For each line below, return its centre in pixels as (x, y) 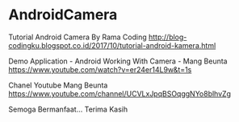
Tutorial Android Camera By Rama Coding (78, 37)
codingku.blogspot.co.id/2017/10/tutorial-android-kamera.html (112, 45)
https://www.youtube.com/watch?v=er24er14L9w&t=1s (100, 69)
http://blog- (168, 37)
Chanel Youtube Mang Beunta (58, 85)
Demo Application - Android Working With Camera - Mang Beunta (118, 61)
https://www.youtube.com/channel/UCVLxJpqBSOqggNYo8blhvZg (120, 93)
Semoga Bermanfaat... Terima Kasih (68, 109)
